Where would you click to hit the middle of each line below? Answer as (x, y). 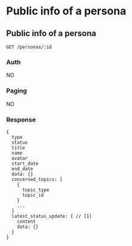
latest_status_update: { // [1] (52, 216)
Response (21, 120)
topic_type (36, 190)
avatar (20, 158)
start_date (25, 164)
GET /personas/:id (29, 47)
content (26, 221)
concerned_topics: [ (37, 179)
